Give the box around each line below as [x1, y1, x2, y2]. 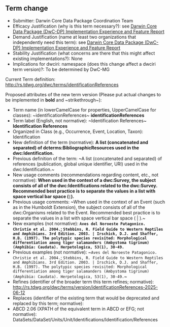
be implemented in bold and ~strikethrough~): [5, 97, 102, 103]
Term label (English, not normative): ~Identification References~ [12, 117, 147, 124]
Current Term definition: [5, 76, 56, 82]
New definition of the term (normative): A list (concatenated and [12, 139, 149, 145]
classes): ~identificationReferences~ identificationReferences [12, 112, 145, 118]
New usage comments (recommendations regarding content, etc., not [12, 172, 159, 178]
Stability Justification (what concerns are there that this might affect [12, 50, 155, 56]
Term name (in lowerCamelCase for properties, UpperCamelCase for [12, 106, 156, 113]
